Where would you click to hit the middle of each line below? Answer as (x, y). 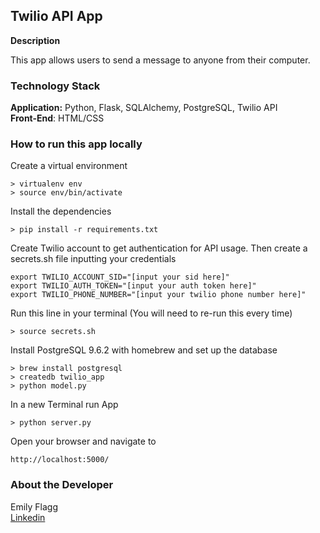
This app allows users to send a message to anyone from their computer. (160, 60)
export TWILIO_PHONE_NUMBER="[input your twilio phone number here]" (158, 295)
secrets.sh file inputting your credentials (93, 259)
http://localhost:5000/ (60, 460)
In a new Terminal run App (64, 405)
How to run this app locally (76, 144)
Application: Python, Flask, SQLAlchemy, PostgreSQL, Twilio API (144, 108)
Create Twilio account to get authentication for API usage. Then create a (159, 248)
